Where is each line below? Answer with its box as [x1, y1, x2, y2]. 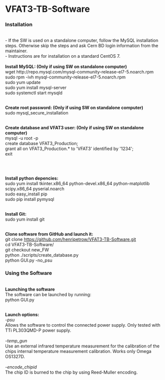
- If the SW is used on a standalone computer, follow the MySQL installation [5, 38, 159, 43]
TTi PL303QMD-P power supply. [5, 327, 71, 333]
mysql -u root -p [5, 135, 38, 141]
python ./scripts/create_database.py [5, 252, 79, 258]
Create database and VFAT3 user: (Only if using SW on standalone [5, 125, 144, 131]
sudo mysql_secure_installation [5, 110, 68, 116]
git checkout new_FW [5, 247, 49, 253]
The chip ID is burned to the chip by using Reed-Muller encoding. [5, 369, 138, 375]
